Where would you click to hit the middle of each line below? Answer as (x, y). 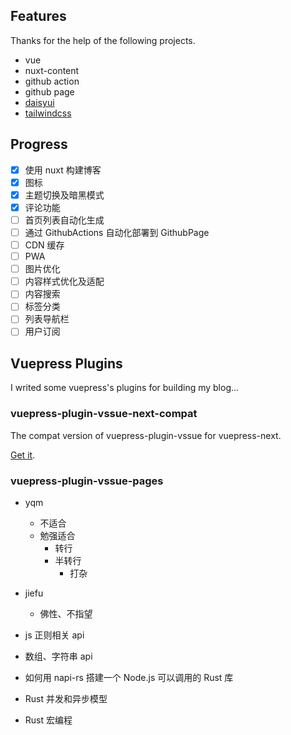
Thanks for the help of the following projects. (103, 40)
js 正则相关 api (54, 635)
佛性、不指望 (66, 613)
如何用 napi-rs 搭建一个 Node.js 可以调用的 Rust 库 (129, 677)
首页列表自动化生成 (64, 220)
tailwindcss (48, 113)
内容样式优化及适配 (64, 281)
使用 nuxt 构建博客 (63, 170)
